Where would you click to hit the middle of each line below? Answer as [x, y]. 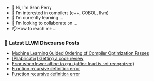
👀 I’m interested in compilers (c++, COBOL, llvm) [60, 13]
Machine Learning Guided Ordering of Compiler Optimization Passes [80, 53]
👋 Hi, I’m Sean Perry [32, 8]
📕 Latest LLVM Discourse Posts [42, 43]
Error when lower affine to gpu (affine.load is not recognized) [73, 64]
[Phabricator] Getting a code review [47, 59]
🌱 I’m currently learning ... [37, 18]
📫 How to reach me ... [34, 28]
